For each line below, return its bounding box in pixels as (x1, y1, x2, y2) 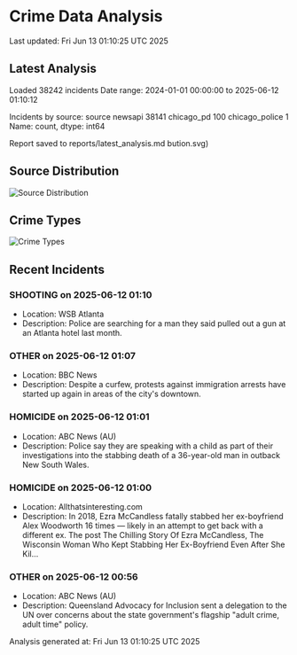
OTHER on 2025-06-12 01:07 (9, 349, 136, 362)
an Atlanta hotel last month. (21, 328, 122, 339)
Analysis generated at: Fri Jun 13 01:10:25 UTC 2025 (9, 636, 200, 647)
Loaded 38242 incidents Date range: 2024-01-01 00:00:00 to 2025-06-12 (9, 84, 279, 95)
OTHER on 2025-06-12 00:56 (9, 570, 139, 582)
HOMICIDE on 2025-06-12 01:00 (9, 481, 152, 494)
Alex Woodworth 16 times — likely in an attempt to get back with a (21, 520, 263, 531)
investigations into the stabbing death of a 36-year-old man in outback (21, 449, 281, 460)
